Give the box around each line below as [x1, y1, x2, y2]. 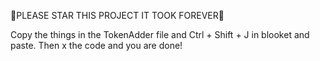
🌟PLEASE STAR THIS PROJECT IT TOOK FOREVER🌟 [10, 10, 225, 21]
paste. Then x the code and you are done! [10, 40, 183, 51]
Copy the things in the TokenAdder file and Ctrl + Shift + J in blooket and [10, 29, 310, 40]
